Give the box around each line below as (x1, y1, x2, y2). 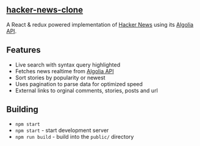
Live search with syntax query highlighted (15, 61, 121, 68)
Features (6, 45, 41, 55)
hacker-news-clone (6, 5, 84, 15)
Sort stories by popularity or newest (15, 74, 105, 81)
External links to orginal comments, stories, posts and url (15, 87, 159, 94)
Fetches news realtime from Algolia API (15, 67, 114, 75)
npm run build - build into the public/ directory (15, 133, 134, 141)
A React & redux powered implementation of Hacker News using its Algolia (6, 21, 194, 28)
